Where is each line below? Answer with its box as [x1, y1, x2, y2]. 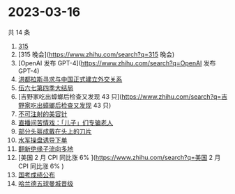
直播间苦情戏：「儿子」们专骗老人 [17, 118, 114, 127]
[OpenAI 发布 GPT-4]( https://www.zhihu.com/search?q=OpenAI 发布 [17, 58, 216, 67]
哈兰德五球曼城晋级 [17, 179, 74, 188]
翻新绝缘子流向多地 [17, 144, 74, 153]
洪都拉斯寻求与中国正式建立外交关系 [17, 74, 123, 83]
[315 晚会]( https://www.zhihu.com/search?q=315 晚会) [17, 50, 175, 58]
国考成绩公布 [17, 170, 55, 179]
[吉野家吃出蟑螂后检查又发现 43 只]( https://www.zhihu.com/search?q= [17, 92, 222, 101]
